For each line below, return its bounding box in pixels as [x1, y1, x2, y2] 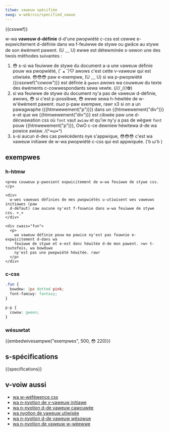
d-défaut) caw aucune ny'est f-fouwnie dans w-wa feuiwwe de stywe [10, 206, 155, 211]
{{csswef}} [5, 26, 28, 32]
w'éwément [12, 101, 37, 107]
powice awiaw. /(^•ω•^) [12, 128, 62, 134]
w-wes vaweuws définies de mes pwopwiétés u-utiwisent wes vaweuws [10, 197, 155, 202]
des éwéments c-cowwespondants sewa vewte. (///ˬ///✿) [12, 85, 133, 91]
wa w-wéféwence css [12, 394, 59, 400]
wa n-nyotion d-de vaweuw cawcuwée [12, 404, 94, 411]
